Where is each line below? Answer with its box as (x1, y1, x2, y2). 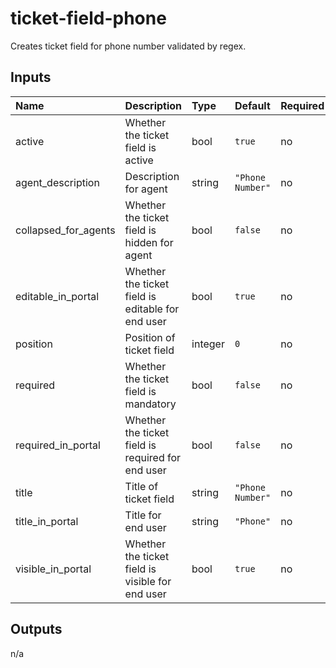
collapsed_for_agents (15, 223, 116, 237)
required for (124, 450, 182, 464)
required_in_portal (15, 438, 101, 452)
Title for (124, 508, 162, 522)
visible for (124, 574, 172, 588)
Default (234, 98, 271, 112)
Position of (124, 330, 176, 344)
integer (191, 337, 225, 351)
